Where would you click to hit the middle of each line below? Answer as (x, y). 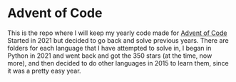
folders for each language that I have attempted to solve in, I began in (109, 48)
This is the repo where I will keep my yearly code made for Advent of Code (117, 33)
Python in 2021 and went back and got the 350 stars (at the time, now (110, 56)
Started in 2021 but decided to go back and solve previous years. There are (118, 40)
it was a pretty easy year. (44, 71)
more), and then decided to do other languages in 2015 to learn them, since (118, 63)
